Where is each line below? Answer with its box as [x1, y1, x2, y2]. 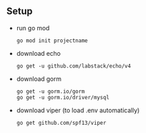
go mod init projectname [16, 37, 88, 44]
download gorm [16, 74, 62, 83]
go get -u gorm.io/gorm [16, 88, 85, 95]
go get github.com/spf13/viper [16, 119, 107, 126]
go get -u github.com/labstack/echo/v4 [16, 62, 132, 70]
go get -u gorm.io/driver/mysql [16, 94, 109, 101]
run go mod [16, 23, 50, 32]
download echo [16, 49, 61, 57]
